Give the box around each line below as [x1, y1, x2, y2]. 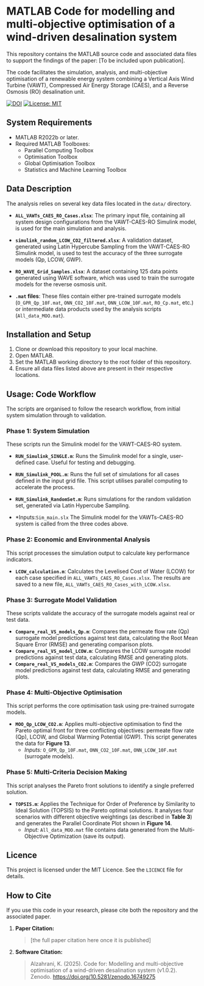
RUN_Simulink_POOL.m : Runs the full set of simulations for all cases [15, 471, 180, 478]
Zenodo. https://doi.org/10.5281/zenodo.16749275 [30, 973, 156, 981]
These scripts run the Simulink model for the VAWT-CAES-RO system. [6, 440, 182, 448]
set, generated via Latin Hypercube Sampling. [15, 502, 130, 509]
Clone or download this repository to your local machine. [15, 345, 158, 353]
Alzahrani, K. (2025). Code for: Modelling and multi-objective [30, 960, 184, 968]
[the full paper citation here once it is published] [30, 937, 151, 944]
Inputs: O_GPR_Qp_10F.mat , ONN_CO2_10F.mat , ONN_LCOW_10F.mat [24, 746, 178, 753]
